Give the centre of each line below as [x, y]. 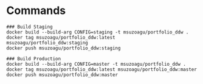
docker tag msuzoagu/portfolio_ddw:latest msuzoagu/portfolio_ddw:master [102, 69]
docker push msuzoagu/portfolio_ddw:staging [64, 48]
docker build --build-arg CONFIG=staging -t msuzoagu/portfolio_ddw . [98, 32]
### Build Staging [29, 27]
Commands [36, 11]
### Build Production [34, 58]
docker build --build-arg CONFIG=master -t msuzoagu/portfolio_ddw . [96, 64]
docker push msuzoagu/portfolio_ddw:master [62, 75]
